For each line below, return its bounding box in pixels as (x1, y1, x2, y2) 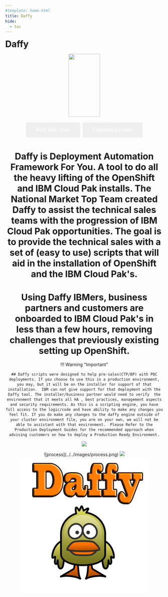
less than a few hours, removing (16, 324, 152, 335)
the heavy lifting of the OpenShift (14, 172, 155, 184)
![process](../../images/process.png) (43, 452, 119, 458)
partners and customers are (25, 302, 144, 314)
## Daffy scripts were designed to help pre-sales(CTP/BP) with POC (11, 372, 157, 377)
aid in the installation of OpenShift (12, 258, 157, 269)
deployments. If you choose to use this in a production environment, (9, 377, 159, 382)
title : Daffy (5, 13, 33, 19)
